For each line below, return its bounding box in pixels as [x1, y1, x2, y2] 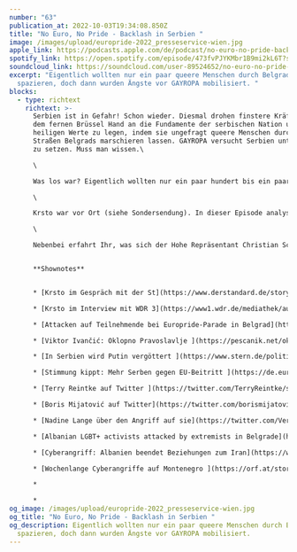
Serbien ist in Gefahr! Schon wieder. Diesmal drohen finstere [32, 112, 271, 121]
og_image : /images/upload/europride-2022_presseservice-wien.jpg [9, 504, 255, 514]
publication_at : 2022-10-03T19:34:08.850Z [9, 21, 168, 30]
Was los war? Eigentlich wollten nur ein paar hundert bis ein [32, 176, 271, 186]
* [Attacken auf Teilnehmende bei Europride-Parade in [32, 320, 240, 329]
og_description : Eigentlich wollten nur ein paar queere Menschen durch [9, 520, 283, 530]
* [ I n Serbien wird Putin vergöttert [32, 352, 172, 362]
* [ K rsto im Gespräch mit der [32, 288, 144, 297]
